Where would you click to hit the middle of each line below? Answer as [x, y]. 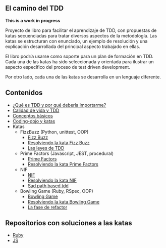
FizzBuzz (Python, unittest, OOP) [54, 132]
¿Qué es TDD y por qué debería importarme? [59, 105]
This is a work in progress [33, 20]
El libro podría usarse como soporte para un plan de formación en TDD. [79, 56]
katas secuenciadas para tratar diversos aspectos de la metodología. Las [81, 35]
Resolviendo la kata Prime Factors [63, 164]
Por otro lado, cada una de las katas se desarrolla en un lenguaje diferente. [83, 77]
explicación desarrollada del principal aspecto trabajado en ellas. [73, 46]
